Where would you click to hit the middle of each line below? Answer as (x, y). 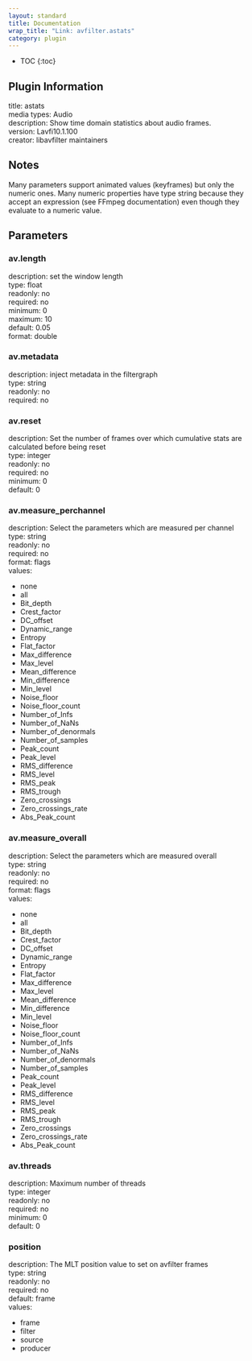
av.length (27, 258)
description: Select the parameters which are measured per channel (121, 528)
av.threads (30, 1165)
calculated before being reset (57, 447)
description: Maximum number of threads (77, 1183)
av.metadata (33, 357)
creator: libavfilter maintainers (58, 140)
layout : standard (37, 16)
